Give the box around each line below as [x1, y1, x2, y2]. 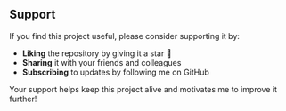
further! [9, 93, 37, 104]
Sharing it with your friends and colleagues [21, 57, 182, 67]
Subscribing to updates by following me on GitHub [21, 67, 209, 77]
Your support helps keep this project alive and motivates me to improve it [9, 83, 278, 94]
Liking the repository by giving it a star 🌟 [21, 48, 172, 59]
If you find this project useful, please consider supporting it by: [9, 30, 241, 41]
